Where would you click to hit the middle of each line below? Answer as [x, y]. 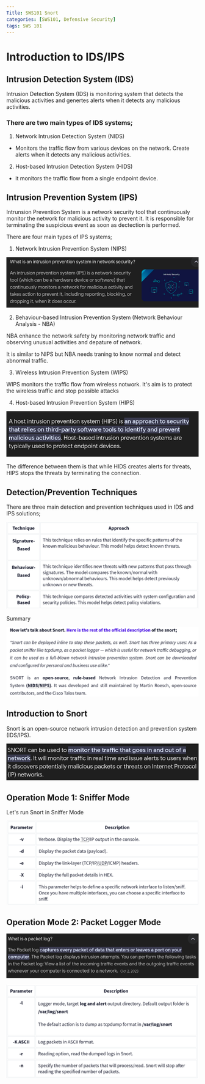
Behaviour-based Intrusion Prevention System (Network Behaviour [99, 317]
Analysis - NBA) [35, 324]
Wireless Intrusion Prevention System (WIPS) [72, 372]
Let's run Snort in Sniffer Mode [45, 813]
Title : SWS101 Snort [33, 13]
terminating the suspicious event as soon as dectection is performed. [93, 225]
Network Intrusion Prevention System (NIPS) [71, 249]
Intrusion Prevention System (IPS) [72, 198]
